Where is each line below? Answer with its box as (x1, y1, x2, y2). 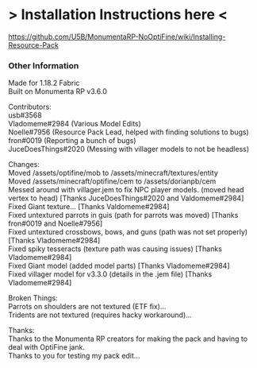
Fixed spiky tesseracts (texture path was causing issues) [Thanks (8, 244, 222, 254)
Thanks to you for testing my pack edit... (8, 351, 140, 361)
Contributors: (8, 102, 52, 112)
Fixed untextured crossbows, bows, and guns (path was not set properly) (8, 227, 248, 237)
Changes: (8, 160, 40, 169)
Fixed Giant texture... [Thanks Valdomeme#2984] (8, 202, 170, 211)
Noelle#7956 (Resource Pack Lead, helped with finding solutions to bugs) (8, 127, 250, 137)
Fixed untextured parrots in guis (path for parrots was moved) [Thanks (8, 211, 239, 220)
